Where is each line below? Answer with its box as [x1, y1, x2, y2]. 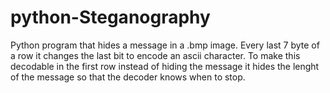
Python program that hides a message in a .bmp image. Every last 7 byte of [10, 39, 320, 51]
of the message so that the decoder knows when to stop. [10, 71, 246, 83]
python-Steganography [10, 6, 211, 29]
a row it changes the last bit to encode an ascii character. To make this [10, 49, 301, 61]
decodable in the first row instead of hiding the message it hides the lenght [10, 60, 320, 72]
